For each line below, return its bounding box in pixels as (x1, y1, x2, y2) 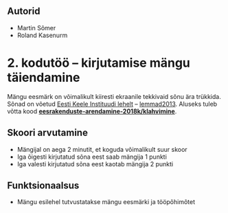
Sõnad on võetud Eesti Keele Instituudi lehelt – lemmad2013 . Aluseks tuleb (7, 100, 218, 108)
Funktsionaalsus (7, 179, 80, 191)
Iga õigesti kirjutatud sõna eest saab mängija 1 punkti (16, 153, 167, 161)
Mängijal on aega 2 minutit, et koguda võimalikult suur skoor (16, 145, 187, 153)
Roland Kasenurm (16, 31, 68, 39)
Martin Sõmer (16, 23, 56, 32)
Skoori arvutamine (7, 127, 88, 139)
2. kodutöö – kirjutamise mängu (7, 55, 191, 71)
